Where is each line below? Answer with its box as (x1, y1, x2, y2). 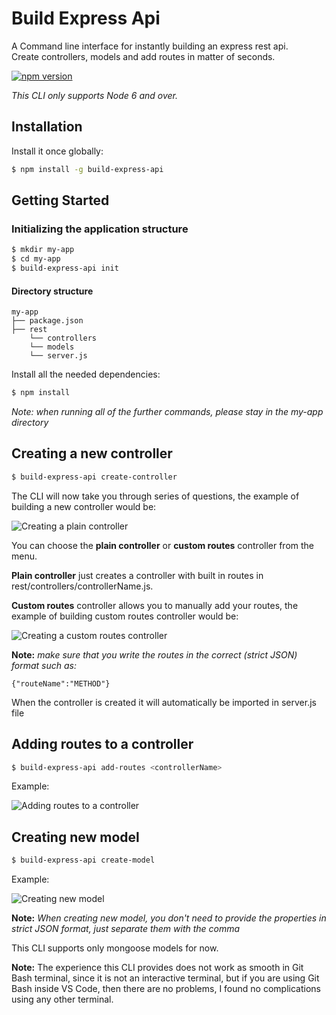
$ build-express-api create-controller (11, 472, 178, 482)
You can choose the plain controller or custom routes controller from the (11, 539, 315, 551)
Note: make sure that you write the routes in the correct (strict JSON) (11, 648, 298, 661)
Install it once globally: (11, 145, 104, 157)
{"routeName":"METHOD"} (11, 678, 111, 689)
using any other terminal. (11, 993, 114, 1006)
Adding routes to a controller (11, 736, 194, 753)
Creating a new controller (11, 445, 173, 462)
